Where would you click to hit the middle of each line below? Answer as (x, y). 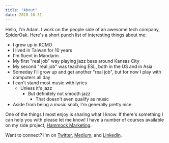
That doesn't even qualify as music (72, 99)
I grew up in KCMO (32, 44)
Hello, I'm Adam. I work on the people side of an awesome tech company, (83, 29)
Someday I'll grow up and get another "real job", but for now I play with (87, 71)
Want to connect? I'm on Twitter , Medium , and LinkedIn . (64, 135)
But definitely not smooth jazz (59, 93)
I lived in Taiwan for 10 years (43, 50)
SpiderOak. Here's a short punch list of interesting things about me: (76, 35)
